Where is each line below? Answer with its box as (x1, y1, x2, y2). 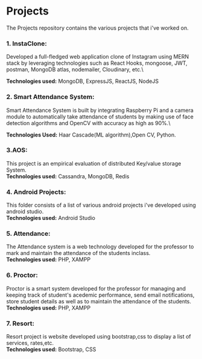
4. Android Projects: (6, 187, 66, 196)
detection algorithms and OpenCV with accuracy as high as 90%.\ (6, 119, 171, 126)
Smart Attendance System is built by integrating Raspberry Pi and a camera (6, 106, 194, 114)
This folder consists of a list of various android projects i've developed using (6, 201, 196, 209)
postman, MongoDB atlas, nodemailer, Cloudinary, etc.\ (6, 66, 144, 73)
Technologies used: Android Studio (6, 215, 95, 222)
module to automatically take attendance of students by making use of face (6, 113, 194, 120)
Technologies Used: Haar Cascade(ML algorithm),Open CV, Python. (6, 131, 176, 138)
